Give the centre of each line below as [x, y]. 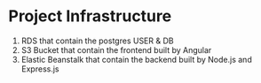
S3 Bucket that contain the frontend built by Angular [116, 49]
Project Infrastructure [90, 16]
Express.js [40, 69]
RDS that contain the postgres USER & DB [97, 41]
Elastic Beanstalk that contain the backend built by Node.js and [136, 59]
